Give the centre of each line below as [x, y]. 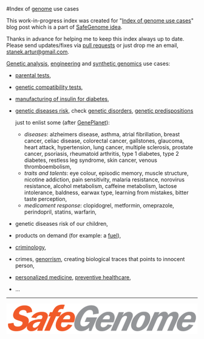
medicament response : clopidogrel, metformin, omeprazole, [99, 205]
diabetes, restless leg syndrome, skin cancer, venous [91, 160]
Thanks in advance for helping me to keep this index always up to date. [95, 39]
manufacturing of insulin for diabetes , [62, 99]
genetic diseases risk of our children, [61, 224]
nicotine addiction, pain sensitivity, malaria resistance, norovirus [104, 180]
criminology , [31, 247]
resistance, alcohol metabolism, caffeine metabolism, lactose [100, 186]
